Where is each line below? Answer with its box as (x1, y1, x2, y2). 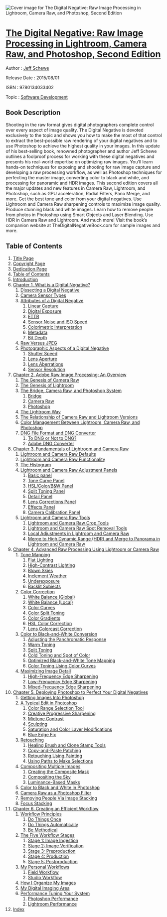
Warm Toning (27, 642, 55, 648)
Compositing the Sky (27, 774, 71, 780)
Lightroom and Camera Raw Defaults (20, 451, 96, 457)
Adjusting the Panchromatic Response (27, 636, 107, 642)
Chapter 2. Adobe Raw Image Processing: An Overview (12, 372, 127, 378)
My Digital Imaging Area (20, 885, 70, 891)
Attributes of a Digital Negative (20, 297, 84, 303)
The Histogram (20, 461, 51, 468)
